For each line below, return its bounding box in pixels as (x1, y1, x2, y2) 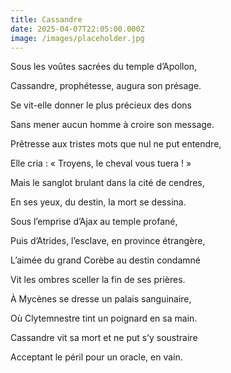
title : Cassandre (10, 14, 83, 25)
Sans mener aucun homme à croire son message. (10, 119, 215, 131)
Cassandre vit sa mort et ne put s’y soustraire (10, 332, 198, 344)
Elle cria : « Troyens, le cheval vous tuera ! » (10, 157, 192, 170)
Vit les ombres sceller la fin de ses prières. (10, 274, 186, 286)
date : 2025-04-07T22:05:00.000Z (10, 24, 145, 34)
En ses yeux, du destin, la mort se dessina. (10, 196, 187, 208)
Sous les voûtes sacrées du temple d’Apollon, (10, 61, 198, 73)
